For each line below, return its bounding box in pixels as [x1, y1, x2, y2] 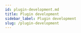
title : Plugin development [5, 12, 59, 16]
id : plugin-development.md [5, 7, 59, 12]
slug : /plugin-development [5, 20, 59, 26]
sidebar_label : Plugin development [5, 16, 77, 21]
